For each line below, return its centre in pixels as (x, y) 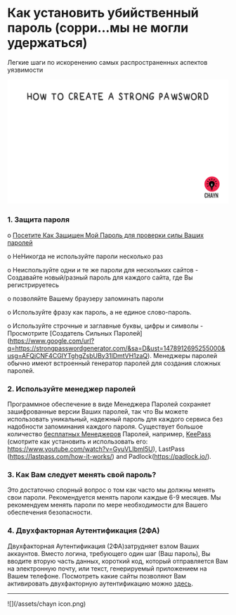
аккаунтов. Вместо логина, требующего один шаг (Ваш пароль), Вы (109, 553)
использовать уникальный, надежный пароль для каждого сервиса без (115, 419)
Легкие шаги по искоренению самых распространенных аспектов (107, 62)
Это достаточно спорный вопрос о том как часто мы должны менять (111, 490)
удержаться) (47, 43)
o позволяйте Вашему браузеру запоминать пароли (85, 298)
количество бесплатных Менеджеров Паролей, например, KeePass (109, 434)
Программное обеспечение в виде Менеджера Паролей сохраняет (109, 404)
